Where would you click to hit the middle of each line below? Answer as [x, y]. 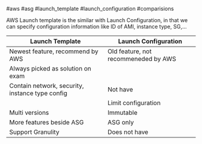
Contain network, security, [47, 86]
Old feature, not [130, 51]
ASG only [121, 122]
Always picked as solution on [50, 68]
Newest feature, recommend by [54, 51]
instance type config [38, 93]
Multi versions [29, 113]
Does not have [128, 132]
